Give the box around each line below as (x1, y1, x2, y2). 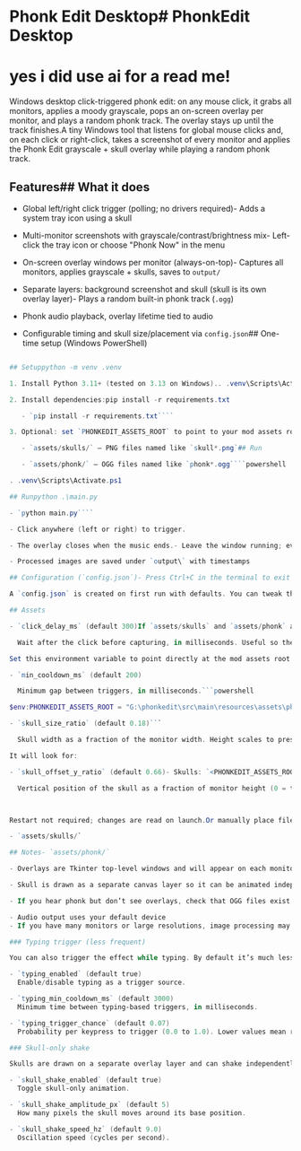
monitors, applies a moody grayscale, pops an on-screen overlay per (9, 106, 264, 117)
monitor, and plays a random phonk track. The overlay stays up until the (9, 115, 275, 126)
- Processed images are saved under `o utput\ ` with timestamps (9, 557, 251, 566)
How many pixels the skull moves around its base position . (17, 1108, 246, 1118)
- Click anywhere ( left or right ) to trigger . (9, 525, 186, 534)
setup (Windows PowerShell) (40, 337, 148, 348)
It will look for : (9, 751, 78, 760)
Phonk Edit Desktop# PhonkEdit (9, 6, 251, 27)
